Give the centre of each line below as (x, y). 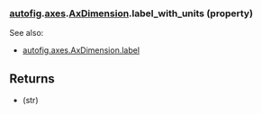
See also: (27, 33)
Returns (32, 79)
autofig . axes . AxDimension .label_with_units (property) (131, 13)
